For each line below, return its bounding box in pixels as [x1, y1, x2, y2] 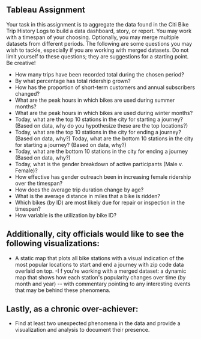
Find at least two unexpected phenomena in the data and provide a [14, 320, 181, 327]
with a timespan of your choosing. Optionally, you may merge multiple [6, 33, 179, 41]
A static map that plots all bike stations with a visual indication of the [14, 254, 184, 261]
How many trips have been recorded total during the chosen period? [14, 70, 184, 78]
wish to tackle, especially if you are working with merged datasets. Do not [6, 46, 189, 54]
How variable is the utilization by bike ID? [14, 211, 117, 219]
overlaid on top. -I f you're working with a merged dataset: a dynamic [14, 267, 187, 275]
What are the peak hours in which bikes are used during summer [14, 96, 175, 104]
